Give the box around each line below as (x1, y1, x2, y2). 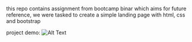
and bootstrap (6, 18, 41, 24)
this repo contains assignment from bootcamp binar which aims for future (6, 5, 187, 12)
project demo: (6, 29, 40, 36)
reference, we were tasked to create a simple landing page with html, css (6, 11, 185, 18)
